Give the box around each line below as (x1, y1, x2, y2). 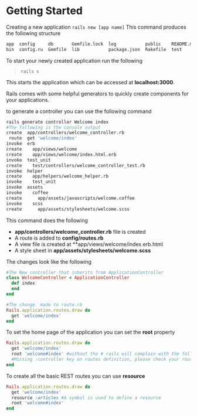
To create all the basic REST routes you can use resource (6, 372, 145, 379)
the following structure (6, 29, 61, 36)
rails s (20, 69, 39, 74)
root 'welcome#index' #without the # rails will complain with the (11, 351, 180, 357)
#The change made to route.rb (6, 302, 83, 308)
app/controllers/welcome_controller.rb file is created (14, 228, 146, 235)
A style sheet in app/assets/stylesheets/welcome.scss (14, 247, 151, 254)
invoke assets (6, 185, 43, 190)
